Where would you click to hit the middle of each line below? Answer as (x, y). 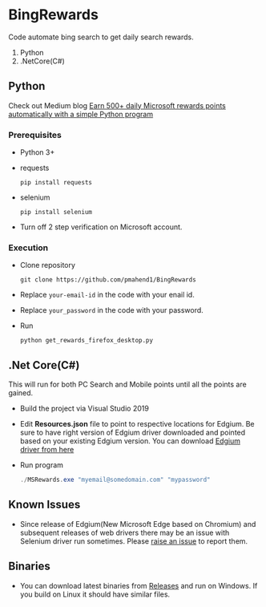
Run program (42, 465)
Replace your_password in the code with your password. (112, 310)
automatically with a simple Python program (81, 114)
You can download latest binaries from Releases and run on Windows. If (139, 585)
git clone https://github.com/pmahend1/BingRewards (108, 280)
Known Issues (44, 505)
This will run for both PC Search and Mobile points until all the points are (127, 384)
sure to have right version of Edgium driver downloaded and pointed (133, 433)
